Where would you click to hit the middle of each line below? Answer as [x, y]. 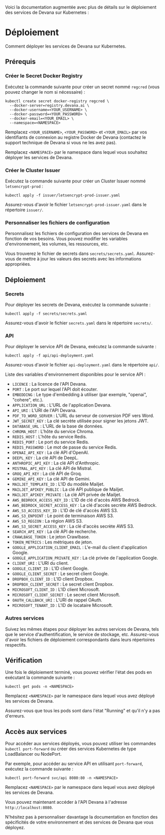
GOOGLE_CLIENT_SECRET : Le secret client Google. [61, 574]
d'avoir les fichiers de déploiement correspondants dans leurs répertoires [80, 640]
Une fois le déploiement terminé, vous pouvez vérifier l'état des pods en [79, 672]
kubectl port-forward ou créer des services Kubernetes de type [71, 749]
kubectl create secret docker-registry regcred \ [57, 101]
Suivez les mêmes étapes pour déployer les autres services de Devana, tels [82, 629]
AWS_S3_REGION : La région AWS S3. [47, 521]
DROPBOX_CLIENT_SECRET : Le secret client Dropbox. [63, 584]
